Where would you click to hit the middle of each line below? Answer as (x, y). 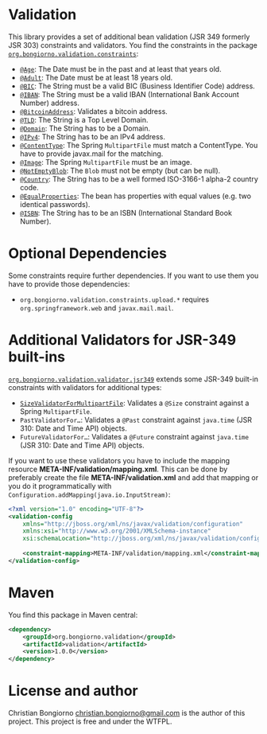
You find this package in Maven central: (73, 615)
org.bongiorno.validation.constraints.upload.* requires (114, 299)
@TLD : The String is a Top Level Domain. (84, 119)
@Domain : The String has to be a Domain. (85, 128)
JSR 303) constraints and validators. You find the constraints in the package (133, 45)
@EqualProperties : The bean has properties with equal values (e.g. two (135, 196)
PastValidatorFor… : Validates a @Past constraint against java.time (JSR (136, 420)
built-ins (37, 357)
